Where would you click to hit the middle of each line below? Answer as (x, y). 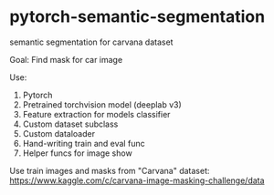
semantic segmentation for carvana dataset (91, 42)
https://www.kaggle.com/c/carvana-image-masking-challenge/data (137, 180)
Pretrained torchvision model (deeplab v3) (102, 104)
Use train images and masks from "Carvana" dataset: (110, 170)
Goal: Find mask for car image (66, 59)
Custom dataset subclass (70, 124)
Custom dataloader (59, 133)
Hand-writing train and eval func (84, 143)
